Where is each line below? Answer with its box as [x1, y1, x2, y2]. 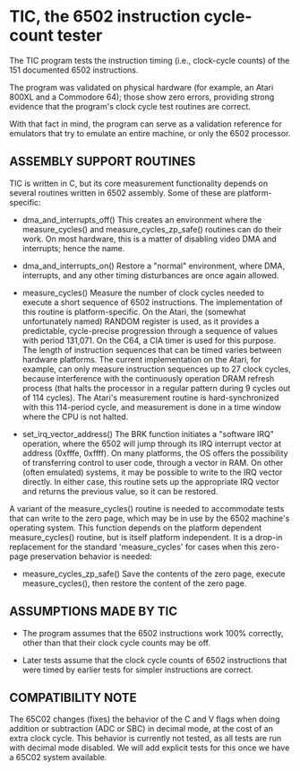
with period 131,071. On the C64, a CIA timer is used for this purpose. [21, 335, 276, 346]
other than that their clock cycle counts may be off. [21, 637, 210, 648]
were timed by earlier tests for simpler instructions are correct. [21, 664, 253, 675]
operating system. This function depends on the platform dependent [9, 522, 262, 533]
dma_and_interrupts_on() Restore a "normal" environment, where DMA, [21, 260, 286, 271]
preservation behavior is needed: [30, 550, 152, 562]
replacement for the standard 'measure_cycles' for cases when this [9, 541, 258, 552]
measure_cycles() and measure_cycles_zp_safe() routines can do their [21, 223, 282, 234]
